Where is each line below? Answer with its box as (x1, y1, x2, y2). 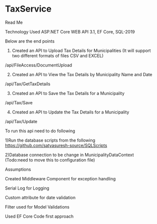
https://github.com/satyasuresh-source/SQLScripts (5, 142, 107, 148)
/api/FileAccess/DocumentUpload (5, 62, 72, 68)
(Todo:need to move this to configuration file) (5, 157, 95, 163)
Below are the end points (5, 38, 55, 44)
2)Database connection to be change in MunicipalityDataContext (5, 152, 134, 158)
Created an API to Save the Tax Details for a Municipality (12, 90, 125, 96)
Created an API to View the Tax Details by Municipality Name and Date (12, 71, 153, 77)
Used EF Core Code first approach (5, 213, 74, 219)
